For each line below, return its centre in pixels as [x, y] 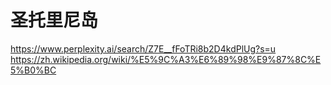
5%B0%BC [33, 70]
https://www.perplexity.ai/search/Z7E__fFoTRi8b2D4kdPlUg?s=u [143, 48]
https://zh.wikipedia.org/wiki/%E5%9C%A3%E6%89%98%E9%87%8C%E [166, 59]
